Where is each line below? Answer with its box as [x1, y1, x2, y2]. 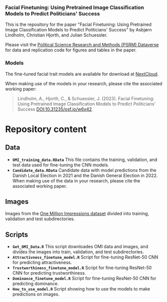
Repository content [5, 124, 87, 135]
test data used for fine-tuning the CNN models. [12, 161, 110, 168]
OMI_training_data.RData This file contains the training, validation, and [12, 156, 158, 162]
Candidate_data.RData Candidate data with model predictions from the [12, 167, 157, 173]
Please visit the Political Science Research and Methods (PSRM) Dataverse [5, 42, 159, 48]
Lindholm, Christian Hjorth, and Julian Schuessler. [5, 32, 108, 38]
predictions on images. [12, 291, 60, 298]
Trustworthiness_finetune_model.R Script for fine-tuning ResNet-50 [12, 265, 152, 271]
